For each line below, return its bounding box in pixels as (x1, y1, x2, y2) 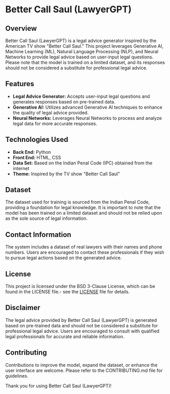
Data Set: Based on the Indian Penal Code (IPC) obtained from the (12, 160, 153, 166)
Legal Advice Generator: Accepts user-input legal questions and (12, 93, 150, 99)
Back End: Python (12, 149, 51, 155)
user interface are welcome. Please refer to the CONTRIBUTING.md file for (5, 367, 163, 374)
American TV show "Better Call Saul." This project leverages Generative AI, (5, 43, 164, 49)
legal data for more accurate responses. (12, 120, 97, 127)
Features (5, 79, 34, 88)
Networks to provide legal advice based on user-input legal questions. (5, 54, 154, 60)
